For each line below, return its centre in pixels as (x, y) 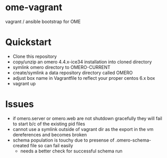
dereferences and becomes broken (50, 134)
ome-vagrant (34, 7)
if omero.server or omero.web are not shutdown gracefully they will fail (87, 118)
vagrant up (24, 83)
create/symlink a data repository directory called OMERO (73, 73)
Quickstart (29, 42)
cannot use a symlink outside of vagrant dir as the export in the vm (83, 129)
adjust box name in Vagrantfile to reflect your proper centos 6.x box (84, 78)
